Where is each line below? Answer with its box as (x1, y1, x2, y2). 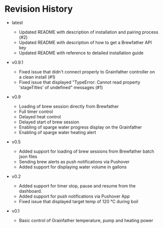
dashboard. (19, 188, 42, 194)
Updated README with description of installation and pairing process (19, 29, 159, 35)
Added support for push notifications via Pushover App (19, 193, 130, 199)
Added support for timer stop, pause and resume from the (19, 182, 136, 189)
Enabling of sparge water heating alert (19, 129, 96, 135)
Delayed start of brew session (19, 119, 79, 125)
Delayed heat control (19, 114, 61, 119)
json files (19, 153, 38, 160)
